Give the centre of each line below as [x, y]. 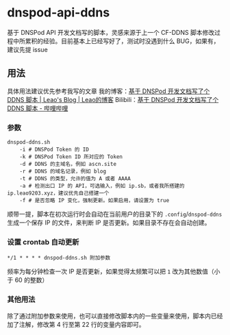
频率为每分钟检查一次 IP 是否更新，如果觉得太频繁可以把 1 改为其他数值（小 [114, 271]
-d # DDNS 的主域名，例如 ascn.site [68, 164]
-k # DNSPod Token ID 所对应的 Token [71, 157]
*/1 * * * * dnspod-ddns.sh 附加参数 [59, 258]
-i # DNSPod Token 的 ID [54, 150]
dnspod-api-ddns [59, 13]
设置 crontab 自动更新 [43, 242]
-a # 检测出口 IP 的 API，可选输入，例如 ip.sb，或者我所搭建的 [102, 186]
